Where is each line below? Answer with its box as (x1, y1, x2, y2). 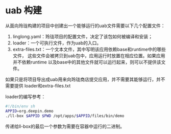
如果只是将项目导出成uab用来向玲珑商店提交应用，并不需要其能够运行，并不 (5, 76, 165, 82)
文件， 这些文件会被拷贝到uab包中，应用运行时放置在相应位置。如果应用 (12, 52, 165, 59)
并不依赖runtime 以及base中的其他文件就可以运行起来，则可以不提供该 (12, 59, 162, 65)
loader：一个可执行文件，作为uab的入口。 (12, 39, 102, 46)
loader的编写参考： (5, 93, 46, 100)
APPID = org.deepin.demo (5, 108, 54, 114)
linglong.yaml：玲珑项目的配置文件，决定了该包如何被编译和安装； (12, 33, 153, 39)
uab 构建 (5, 5, 42, 16)
